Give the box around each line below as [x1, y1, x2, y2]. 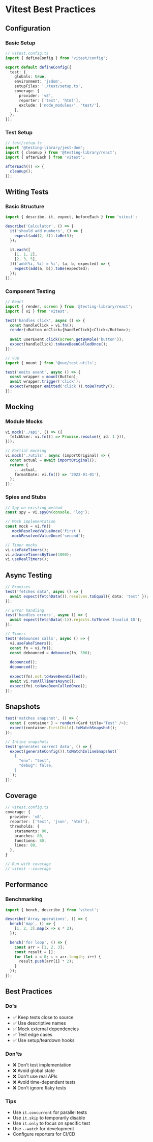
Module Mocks [5, 418, 43, 425]
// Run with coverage [5, 861, 51, 867]
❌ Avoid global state [12, 1067, 55, 1074]
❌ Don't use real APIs [12, 1073, 57, 1079]
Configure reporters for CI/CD [12, 1131, 75, 1137]
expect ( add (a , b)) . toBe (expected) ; [14, 266, 90, 271]
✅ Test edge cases [12, 1031, 52, 1037]
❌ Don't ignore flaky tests [12, 1084, 67, 1090]
